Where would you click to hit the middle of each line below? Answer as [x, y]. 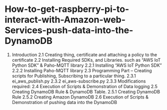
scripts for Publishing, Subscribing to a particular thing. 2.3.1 [74, 76]
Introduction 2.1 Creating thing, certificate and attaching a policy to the [84, 55]
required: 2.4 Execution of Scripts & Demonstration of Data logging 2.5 [85, 86]
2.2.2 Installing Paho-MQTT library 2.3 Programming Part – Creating [82, 70]
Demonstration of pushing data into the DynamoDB [64, 102]
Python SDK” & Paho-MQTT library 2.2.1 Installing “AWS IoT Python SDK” [87, 65]
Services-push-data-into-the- [69, 30]
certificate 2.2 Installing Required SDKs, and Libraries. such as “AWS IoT [86, 60]
